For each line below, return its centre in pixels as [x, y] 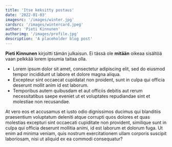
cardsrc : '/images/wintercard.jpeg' [44, 24]
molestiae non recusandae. [41, 101]
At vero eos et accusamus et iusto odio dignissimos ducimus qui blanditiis [83, 112]
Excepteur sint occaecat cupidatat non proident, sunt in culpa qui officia [89, 80]
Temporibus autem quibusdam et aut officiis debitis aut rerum [78, 90]
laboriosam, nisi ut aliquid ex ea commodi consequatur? [64, 139]
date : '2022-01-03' [26, 15]
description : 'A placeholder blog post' [49, 39]
